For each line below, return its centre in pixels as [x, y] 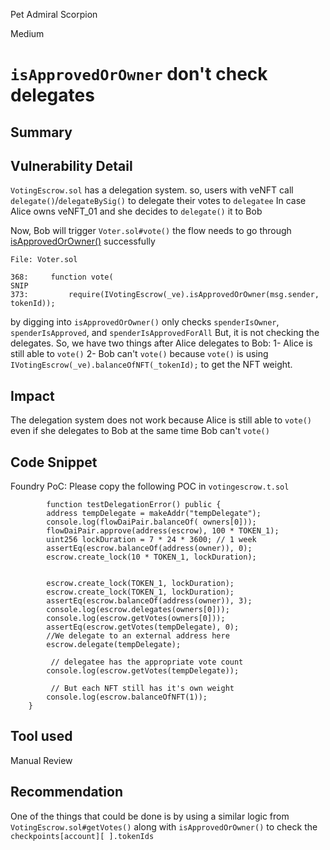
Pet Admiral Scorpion [54, 14]
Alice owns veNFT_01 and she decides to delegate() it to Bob [136, 211]
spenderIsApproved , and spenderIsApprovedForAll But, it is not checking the [165, 333]
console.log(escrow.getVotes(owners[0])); [136, 619]
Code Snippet [54, 462]
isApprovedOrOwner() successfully [83, 241]
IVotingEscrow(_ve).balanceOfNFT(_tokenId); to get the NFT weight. [151, 365]
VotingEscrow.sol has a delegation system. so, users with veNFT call [152, 190]
